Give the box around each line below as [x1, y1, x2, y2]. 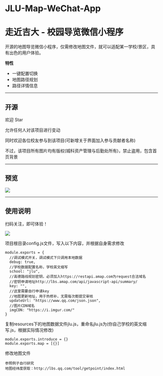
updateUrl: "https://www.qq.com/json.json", [9, 298, 101, 303]
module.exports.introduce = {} [5, 337, 68, 341]
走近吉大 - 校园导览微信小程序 [5, 27, 124, 38]
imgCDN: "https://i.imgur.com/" [9, 307, 75, 312]
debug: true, [9, 259, 36, 264]
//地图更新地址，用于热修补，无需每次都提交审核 [9, 294, 94, 299]
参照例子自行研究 [5, 361, 34, 366]
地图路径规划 [12, 76, 38, 83]
